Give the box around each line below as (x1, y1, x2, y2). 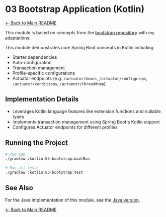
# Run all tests (5, 165, 39, 170)
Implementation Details (5, 95, 79, 104)
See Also (5, 184, 33, 192)
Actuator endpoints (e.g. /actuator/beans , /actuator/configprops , (12, 75, 148, 81)
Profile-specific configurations (12, 70, 76, 76)
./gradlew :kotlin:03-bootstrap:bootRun (5, 156, 90, 161)
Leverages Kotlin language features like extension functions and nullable (12, 108, 161, 114)
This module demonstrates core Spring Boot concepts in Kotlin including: (5, 44, 155, 50)
